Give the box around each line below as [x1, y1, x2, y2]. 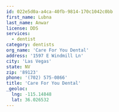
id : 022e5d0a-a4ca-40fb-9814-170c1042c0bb [6, 8, 113, 15]
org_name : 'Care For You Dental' [6, 47, 89, 53]
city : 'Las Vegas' [6, 58, 52, 64]
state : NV [6, 63, 31, 70]
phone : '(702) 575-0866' [6, 75, 68, 81]
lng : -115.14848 [11, 91, 52, 97]
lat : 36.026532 [11, 97, 49, 103]
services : [6, 31, 31, 37]
